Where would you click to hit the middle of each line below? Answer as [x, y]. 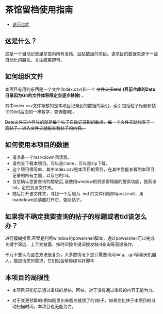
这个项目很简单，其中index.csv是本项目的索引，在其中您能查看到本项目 [83, 169]
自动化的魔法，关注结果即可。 [35, 60]
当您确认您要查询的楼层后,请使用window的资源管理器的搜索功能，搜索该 [84, 182]
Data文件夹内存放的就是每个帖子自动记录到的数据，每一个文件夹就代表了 [78, 122]
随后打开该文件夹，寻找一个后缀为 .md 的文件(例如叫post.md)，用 [78, 194]
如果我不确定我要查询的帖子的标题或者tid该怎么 [76, 216]
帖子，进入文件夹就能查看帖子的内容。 [47, 128]
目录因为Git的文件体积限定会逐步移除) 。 [46, 95]
